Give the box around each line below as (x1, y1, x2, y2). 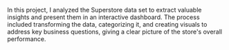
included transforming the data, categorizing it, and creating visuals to (7, 21, 208, 28)
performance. (7, 35, 46, 43)
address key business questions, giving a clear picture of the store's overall (7, 27, 223, 36)
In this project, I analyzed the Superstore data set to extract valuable (7, 6, 202, 14)
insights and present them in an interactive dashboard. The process (7, 13, 200, 21)
